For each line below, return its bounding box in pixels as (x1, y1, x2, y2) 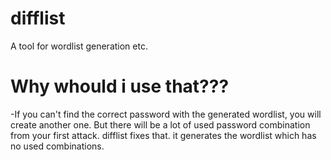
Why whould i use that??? (10, 75, 230, 98)
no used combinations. (10, 140, 105, 152)
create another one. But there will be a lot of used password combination (10, 118, 311, 131)
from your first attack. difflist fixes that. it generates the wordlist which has (10, 129, 317, 141)
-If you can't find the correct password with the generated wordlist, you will (10, 108, 322, 120)
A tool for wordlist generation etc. (10, 40, 148, 52)
